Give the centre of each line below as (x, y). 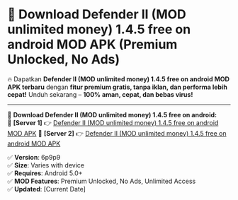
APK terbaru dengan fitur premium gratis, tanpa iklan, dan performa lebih (118, 87)
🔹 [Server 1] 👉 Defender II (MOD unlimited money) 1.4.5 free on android (113, 122)
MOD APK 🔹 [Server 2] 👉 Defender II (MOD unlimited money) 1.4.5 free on (117, 133)
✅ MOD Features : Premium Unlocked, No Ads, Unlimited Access (102, 181)
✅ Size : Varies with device (46, 165)
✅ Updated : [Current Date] (47, 189)
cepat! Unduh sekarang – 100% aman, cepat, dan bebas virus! (100, 94)
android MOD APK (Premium (92, 45)
